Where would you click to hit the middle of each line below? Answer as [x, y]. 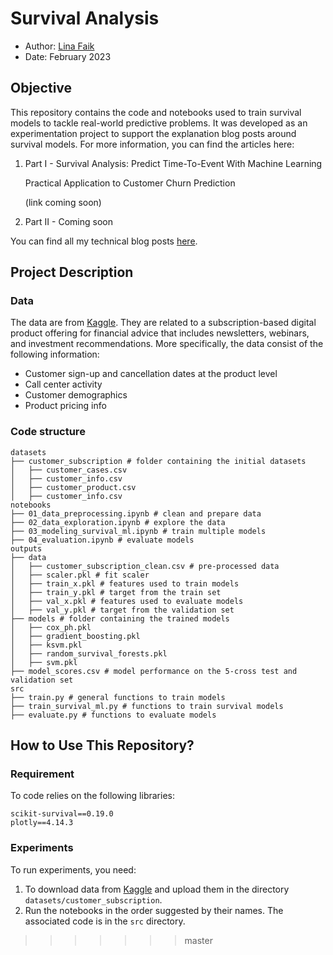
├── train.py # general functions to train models [118, 697]
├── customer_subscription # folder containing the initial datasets [158, 461]
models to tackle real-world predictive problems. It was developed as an [159, 123]
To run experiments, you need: [73, 869]
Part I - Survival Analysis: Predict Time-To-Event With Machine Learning [173, 163]
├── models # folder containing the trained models [120, 618]
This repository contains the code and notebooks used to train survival [156, 112]
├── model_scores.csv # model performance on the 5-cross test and [154, 671]
